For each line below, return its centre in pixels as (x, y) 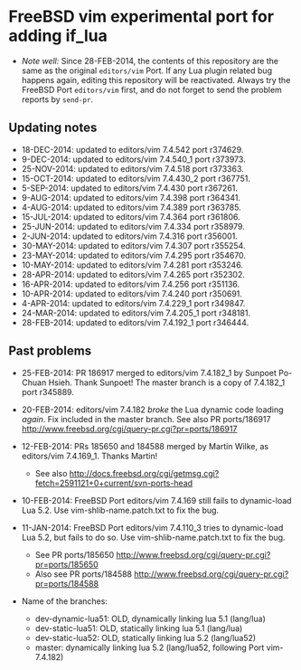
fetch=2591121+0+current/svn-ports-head (114, 483)
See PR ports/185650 (75, 554)
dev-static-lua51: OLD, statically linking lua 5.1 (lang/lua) (139, 628)
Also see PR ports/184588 (84, 574)
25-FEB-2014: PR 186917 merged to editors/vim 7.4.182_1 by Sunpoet (149, 373)
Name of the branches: (64, 601)
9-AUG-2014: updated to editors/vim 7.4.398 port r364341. (131, 197)
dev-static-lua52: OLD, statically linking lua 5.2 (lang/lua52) (146, 637)
